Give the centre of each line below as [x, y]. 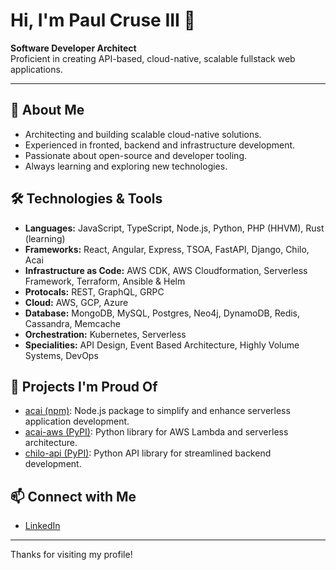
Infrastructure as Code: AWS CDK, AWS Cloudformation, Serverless [166, 270]
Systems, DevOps [61, 355]
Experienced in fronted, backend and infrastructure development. [160, 145]
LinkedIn [42, 526]
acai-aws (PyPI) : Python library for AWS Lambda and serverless [156, 432]
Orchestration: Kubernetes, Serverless [105, 334]
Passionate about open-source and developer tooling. [135, 155]
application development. [77, 421]
